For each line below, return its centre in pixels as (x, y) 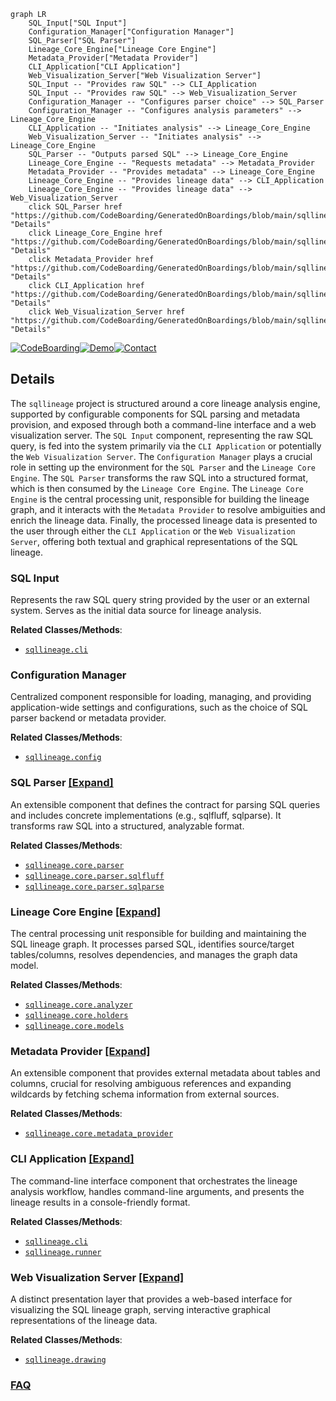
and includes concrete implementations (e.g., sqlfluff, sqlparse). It (146, 815)
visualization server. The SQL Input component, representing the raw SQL (162, 435)
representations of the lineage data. (84, 1320)
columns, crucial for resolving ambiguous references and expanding (151, 1084)
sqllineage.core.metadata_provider (99, 1134)
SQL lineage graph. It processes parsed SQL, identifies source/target (152, 944)
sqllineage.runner (63, 1252)
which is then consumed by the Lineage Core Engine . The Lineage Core (157, 488)
